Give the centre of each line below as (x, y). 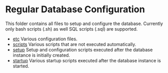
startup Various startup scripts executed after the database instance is (87, 60)
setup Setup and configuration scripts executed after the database (83, 50)
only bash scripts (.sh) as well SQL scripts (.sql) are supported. (71, 29)
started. (21, 66)
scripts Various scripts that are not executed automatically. (74, 44)
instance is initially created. (41, 55)
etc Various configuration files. (45, 39)
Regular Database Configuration (75, 9)
